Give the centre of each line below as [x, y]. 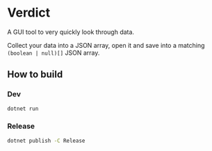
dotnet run [23, 109]
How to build [35, 74]
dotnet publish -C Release [46, 141]
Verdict [29, 13]
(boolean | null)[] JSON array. [54, 53]
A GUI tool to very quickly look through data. [71, 32]
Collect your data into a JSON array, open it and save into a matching [106, 45]
